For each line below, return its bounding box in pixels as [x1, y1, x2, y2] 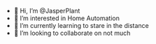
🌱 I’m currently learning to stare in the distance [13, 22, 149, 29]
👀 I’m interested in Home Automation [13, 14, 120, 22]
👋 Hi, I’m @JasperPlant [13, 7, 80, 15]
